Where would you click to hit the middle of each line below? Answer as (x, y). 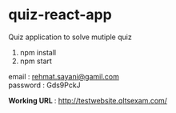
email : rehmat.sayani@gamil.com (64, 76)
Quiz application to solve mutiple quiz (70, 37)
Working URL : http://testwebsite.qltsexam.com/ (88, 100)
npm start (36, 61)
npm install (38, 52)
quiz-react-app (60, 15)
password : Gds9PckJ (45, 85)
